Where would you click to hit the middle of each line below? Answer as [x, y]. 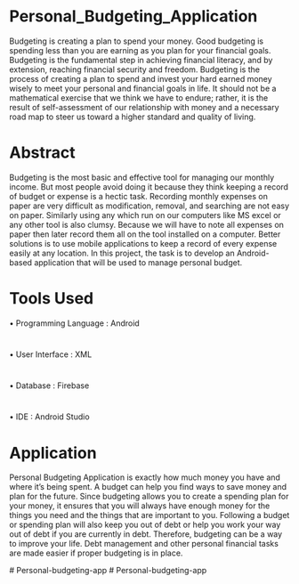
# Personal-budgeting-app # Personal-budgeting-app [108, 571]
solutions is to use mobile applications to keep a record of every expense [143, 243]
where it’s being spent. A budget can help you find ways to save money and [148, 487]
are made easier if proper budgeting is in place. [96, 553]
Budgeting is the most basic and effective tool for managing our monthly [142, 177]
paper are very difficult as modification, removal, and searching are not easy [149, 206]
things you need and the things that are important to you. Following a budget [149, 515]
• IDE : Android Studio [50, 417]
